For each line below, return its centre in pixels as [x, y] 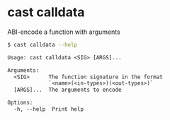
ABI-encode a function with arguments [64, 32]
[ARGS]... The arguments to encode [68, 90]
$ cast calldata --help [42, 44]
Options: [20, 103]
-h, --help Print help [49, 109]
